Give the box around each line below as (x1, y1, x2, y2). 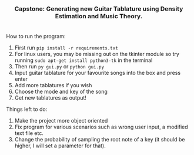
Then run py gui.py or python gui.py (14, 63, 105, 70)
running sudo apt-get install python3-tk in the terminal (14, 57, 153, 64)
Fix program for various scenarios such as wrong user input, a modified (14, 123, 188, 131)
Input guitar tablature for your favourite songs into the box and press (14, 70, 181, 77)
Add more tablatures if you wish (14, 82, 92, 89)
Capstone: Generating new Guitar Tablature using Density (14, 5, 183, 13)
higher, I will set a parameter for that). (14, 142, 106, 149)
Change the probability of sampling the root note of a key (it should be (14, 136, 185, 143)
